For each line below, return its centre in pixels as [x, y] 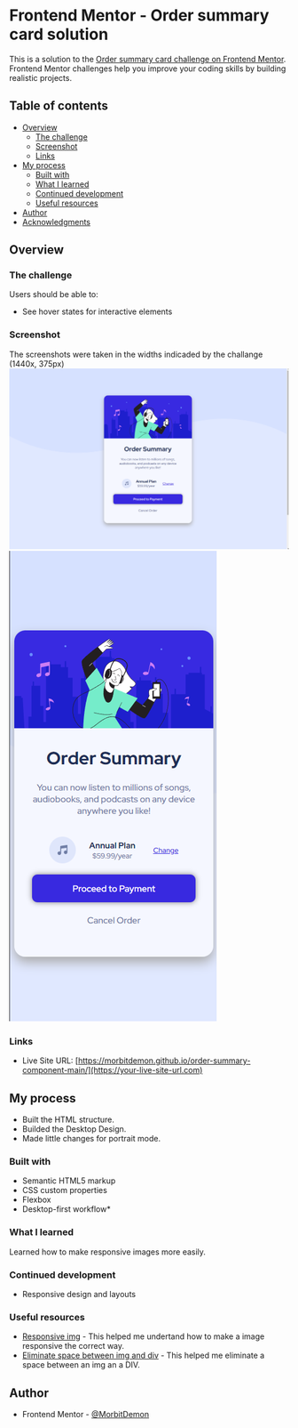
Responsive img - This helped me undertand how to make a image [143, 1336]
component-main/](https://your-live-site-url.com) [112, 1070]
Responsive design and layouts [78, 1295]
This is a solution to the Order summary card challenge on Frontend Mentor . [148, 59]
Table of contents [59, 106]
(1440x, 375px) [37, 363]
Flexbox [36, 1200]
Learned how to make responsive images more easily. [108, 1252]
